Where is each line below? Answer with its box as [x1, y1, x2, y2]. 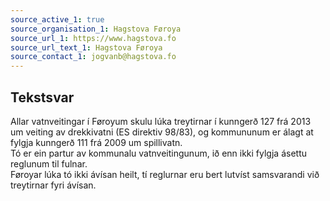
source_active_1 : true [10, 14, 105, 25]
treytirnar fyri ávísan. [10, 179, 97, 191]
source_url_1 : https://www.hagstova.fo [10, 33, 177, 43]
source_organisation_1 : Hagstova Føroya [10, 24, 182, 34]
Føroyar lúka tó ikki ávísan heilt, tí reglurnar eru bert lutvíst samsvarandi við [10, 168, 320, 180]
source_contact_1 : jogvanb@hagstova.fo [10, 52, 177, 62]
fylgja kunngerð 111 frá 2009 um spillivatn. [10, 136, 183, 148]
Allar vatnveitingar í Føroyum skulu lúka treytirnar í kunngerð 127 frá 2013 [10, 115, 312, 127]
